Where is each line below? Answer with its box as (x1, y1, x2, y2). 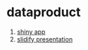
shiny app (16, 27, 46, 36)
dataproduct (6, 4, 81, 20)
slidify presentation (16, 35, 73, 43)
